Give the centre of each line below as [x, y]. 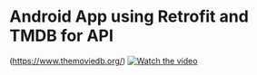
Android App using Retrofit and [129, 17]
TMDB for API [61, 36]
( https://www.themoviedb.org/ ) [68, 61]
